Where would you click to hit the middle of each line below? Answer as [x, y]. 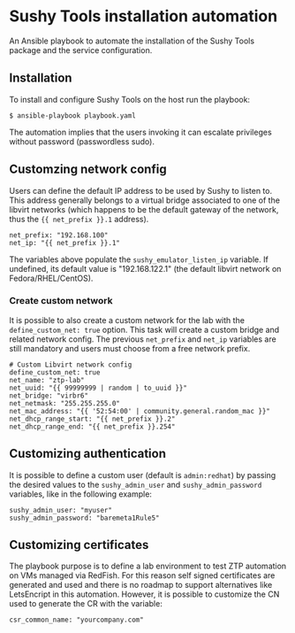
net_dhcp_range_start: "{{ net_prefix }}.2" [92, 419]
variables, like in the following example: [81, 494]
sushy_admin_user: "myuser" [61, 510]
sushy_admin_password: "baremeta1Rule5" [85, 518]
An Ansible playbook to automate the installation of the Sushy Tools [132, 41]
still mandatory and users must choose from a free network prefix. [130, 348]
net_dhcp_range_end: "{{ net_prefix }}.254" [92, 427]
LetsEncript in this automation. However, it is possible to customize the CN [144, 594]
